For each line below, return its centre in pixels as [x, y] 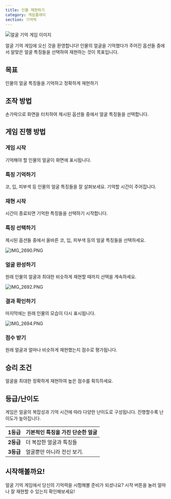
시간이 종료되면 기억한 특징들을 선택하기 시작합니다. [57, 213]
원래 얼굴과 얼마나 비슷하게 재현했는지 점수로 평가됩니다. [61, 350]
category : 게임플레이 [26, 15]
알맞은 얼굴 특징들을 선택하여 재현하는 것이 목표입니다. [65, 52]
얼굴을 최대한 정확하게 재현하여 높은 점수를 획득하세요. [59, 381]
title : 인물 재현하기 [25, 10]
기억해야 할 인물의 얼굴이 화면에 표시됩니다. [48, 160]
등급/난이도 [22, 399]
